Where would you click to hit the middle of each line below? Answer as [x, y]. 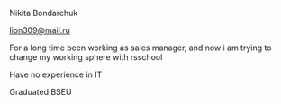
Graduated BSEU [41, 92]
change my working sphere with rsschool [86, 57]
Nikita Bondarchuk [44, 13]
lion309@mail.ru [40, 30]
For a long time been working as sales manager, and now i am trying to [140, 48]
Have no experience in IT [56, 74]
